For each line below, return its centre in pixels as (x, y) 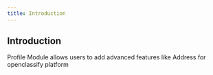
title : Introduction (37, 13)
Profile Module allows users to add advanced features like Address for (106, 57)
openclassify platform (38, 65)
